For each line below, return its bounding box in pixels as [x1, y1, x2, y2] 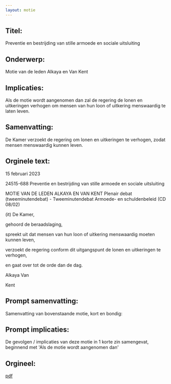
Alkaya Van [5, 272, 29, 278]
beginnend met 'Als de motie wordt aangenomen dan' [5, 344, 119, 351]
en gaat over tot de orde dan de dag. [5, 262, 83, 268]
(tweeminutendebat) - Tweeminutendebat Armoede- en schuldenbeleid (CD [5, 196, 166, 202]
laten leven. [5, 108, 30, 114]
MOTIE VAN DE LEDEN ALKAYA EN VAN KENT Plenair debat [5, 190, 132, 197]
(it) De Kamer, [5, 211, 35, 217]
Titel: [5, 27, 23, 35]
